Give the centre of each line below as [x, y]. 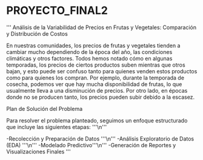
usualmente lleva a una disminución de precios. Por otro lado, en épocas [97, 90]
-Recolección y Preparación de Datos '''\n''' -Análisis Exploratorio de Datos [100, 138]
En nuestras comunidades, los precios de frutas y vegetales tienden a [93, 45]
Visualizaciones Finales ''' [38, 152]
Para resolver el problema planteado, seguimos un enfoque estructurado [97, 120]
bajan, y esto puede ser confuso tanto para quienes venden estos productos [102, 71]
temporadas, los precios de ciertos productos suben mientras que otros [96, 65]
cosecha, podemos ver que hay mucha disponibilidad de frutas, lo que [94, 84]
